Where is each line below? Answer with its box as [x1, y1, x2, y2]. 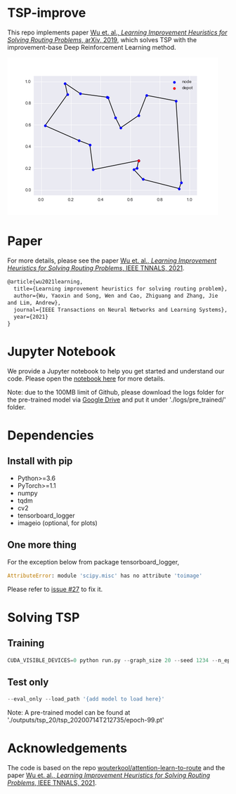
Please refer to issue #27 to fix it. [7, 585, 103, 593]
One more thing [7, 539, 77, 551]
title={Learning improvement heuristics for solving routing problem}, [13, 285, 228, 292]
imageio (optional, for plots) [17, 518, 98, 527]
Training [7, 637, 45, 649]
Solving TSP [7, 609, 80, 626]
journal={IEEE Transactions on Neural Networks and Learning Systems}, [13, 306, 228, 313]
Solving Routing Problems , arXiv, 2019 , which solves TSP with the [7, 35, 197, 44]
